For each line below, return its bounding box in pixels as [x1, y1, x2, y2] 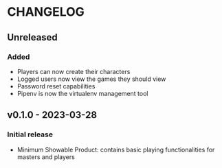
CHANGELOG [7, 4, 85, 20]
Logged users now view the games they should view [16, 75, 166, 83]
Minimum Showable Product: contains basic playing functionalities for [16, 145, 215, 154]
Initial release [7, 130, 54, 139]
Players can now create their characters [16, 67, 131, 75]
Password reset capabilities [16, 82, 96, 90]
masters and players [16, 152, 76, 161]
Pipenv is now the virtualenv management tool [16, 89, 148, 97]
